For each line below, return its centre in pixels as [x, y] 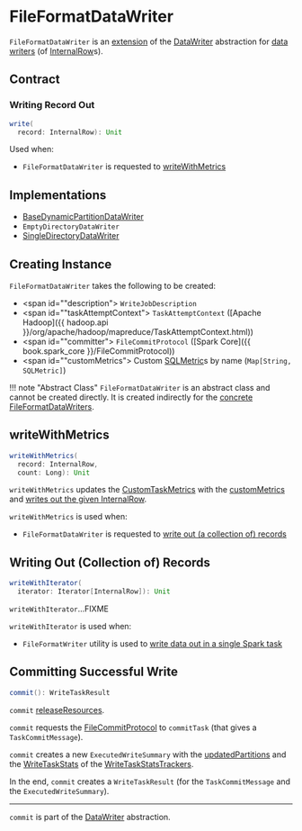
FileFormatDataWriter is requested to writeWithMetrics [124, 167]
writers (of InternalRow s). [56, 50]
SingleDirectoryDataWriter [71, 236]
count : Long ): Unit [54, 473]
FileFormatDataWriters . [52, 406]
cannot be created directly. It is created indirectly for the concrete [131, 397]
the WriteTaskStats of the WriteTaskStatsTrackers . [102, 763]
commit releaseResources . [57, 709]
